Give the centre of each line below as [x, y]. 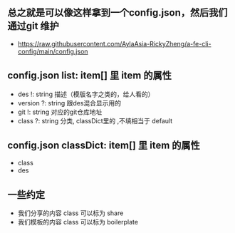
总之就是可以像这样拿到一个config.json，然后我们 [117, 13]
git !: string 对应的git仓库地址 [60, 112]
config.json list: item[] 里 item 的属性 [90, 76]
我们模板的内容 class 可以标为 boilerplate [78, 222]
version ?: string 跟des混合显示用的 [69, 103]
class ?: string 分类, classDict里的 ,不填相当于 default [95, 120]
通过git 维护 [33, 26]
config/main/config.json [53, 51]
